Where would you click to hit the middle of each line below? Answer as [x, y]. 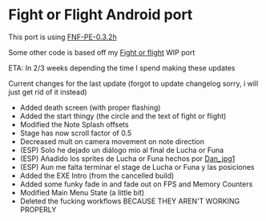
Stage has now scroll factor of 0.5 [76, 133]
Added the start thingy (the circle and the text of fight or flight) [123, 116]
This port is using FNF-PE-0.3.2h [63, 37]
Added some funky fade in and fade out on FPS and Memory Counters [136, 184]
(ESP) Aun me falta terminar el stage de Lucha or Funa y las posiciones [137, 167]
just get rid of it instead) [48, 92]
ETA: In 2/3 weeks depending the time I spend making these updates [122, 68]
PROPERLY [38, 209]
